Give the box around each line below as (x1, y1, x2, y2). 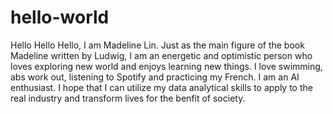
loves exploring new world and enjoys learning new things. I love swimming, (10, 60, 323, 72)
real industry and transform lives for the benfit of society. (10, 92, 246, 104)
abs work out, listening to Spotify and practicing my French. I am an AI (10, 71, 300, 83)
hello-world (10, 6, 110, 29)
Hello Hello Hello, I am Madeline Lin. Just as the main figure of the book (10, 39, 305, 51)
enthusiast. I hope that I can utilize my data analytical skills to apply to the (10, 81, 313, 93)
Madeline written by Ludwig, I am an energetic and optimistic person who (10, 49, 313, 61)
